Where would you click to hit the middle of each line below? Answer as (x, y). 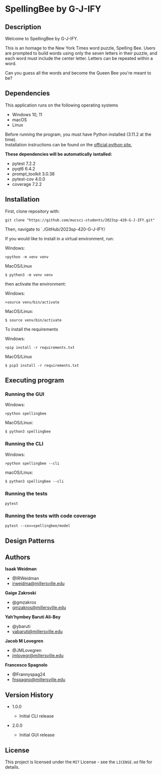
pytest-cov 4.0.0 (29, 179)
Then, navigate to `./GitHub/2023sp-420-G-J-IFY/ (55, 229)
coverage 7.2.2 (27, 184)
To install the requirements (32, 329)
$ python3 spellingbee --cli (34, 481)
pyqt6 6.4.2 (24, 168)
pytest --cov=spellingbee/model (38, 526)
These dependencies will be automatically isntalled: (59, 154)
